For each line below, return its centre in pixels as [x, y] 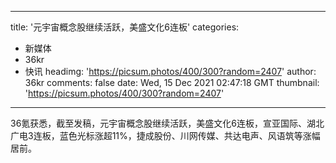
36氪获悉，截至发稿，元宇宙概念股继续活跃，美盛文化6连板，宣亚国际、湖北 [167, 123]
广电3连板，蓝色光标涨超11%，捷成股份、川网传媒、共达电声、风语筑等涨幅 [165, 135]
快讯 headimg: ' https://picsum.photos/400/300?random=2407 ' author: [170, 71]
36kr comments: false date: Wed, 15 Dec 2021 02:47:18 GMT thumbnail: [172, 82]
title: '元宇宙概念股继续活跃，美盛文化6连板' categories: [125, 27]
